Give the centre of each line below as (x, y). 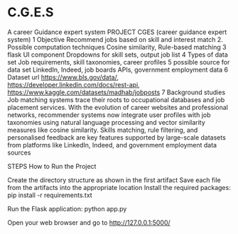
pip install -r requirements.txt (50, 195)
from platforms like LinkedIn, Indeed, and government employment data (112, 145)
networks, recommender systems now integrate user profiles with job (109, 115)
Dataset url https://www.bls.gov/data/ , (63, 77)
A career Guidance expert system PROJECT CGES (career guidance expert (117, 32)
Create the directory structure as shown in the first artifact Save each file (114, 180)
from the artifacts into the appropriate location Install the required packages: (119, 187)
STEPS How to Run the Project (52, 166)
